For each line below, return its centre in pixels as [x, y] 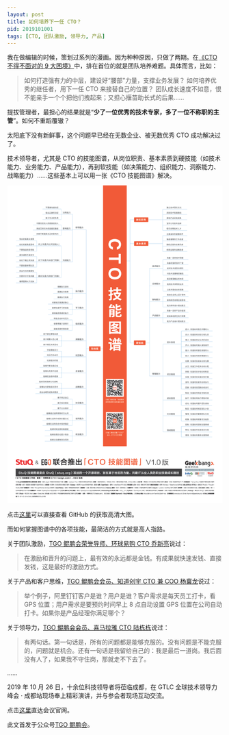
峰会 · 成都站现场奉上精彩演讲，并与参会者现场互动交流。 [87, 695]
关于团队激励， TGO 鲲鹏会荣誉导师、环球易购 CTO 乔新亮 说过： [97, 543]
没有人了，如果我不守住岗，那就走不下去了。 [87, 659]
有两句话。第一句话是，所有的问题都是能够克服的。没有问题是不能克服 [123, 642]
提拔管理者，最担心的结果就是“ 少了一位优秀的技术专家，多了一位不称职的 [110, 112]
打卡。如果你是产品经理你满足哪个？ [75, 612]
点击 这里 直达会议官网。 [40, 710]
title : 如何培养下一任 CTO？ [44, 22]
